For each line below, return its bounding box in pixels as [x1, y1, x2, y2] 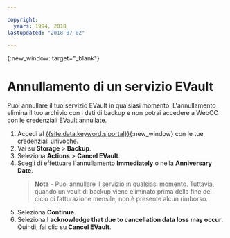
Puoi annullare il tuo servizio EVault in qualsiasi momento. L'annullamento [7, 101, 216, 110]
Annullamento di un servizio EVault [7, 78, 213, 94]
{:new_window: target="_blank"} [7, 54, 100, 62]
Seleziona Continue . [17, 208, 76, 216]
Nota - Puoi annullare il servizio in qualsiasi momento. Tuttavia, [34, 180, 215, 188]
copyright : [7, 16, 39, 23]
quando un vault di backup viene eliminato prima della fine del [34, 187, 213, 196]
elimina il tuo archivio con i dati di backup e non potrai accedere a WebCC [7, 109, 218, 117]
